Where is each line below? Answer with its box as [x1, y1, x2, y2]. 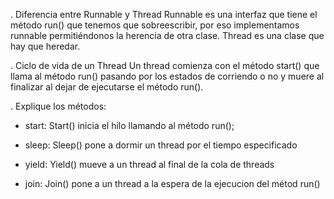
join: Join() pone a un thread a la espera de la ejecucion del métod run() [24, 178, 321, 189]
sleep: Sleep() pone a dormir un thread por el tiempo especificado [24, 139, 298, 151]
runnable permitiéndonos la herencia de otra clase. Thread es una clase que [10, 30, 325, 41]
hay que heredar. [10, 40, 81, 52]
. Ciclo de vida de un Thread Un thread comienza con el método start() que [10, 60, 320, 71]
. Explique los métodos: [10, 100, 107, 112]
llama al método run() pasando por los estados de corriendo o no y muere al [10, 70, 325, 82]
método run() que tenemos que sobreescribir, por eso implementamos [10, 19, 300, 31]
